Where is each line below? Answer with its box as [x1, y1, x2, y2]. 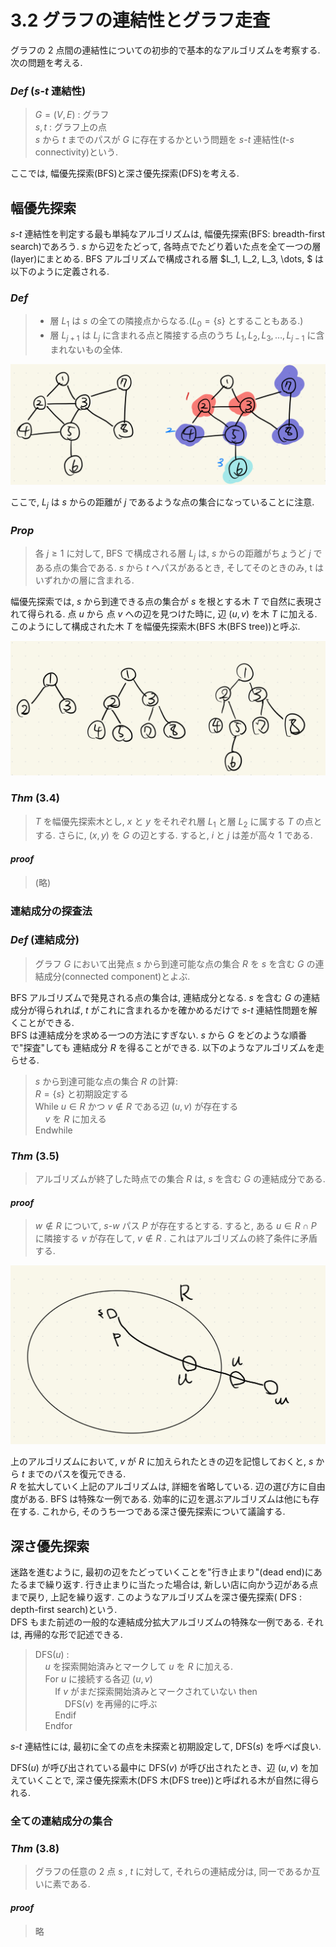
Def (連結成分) [10, 933, 80, 947]
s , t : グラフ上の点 [34, 121, 108, 133]
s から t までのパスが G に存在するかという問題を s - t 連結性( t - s [34, 134, 295, 146]
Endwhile [34, 1124, 73, 1136]
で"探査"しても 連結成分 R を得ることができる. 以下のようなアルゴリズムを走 [10, 1041, 325, 1053]
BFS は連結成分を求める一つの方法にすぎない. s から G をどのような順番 [10, 1029, 308, 1041]
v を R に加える [44, 1112, 107, 1125]
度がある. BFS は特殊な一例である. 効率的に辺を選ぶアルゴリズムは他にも [10, 1493, 311, 1505]
